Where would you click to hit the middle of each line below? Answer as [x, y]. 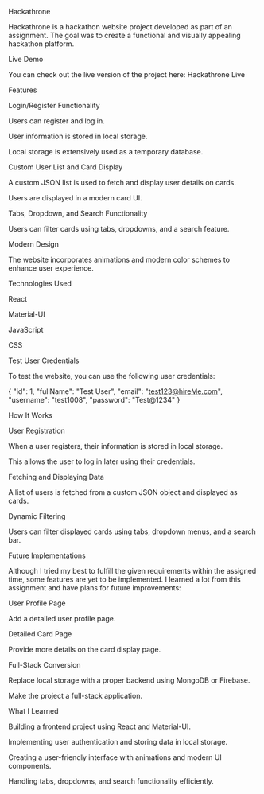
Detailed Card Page [40, 634]
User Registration [37, 430]
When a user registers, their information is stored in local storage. [116, 446]
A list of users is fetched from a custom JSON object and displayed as [123, 492]
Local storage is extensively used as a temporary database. [106, 152]
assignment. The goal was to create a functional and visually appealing [124, 35]
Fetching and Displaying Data [56, 477]
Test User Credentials [44, 360]
